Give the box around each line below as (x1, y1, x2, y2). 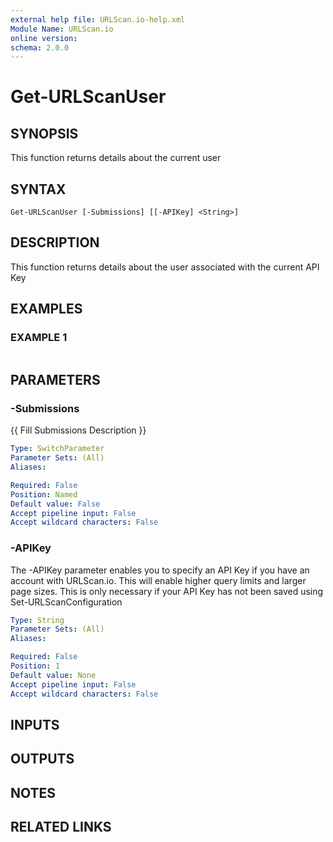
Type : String (10, 615, 65, 625)
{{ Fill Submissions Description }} (10, 424, 147, 436)
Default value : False (10, 499, 101, 509)
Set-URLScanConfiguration (10, 596, 123, 608)
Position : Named (10, 489, 78, 500)
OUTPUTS (10, 751, 75, 768)
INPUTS (10, 716, 60, 733)
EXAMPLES (10, 301, 83, 318)
